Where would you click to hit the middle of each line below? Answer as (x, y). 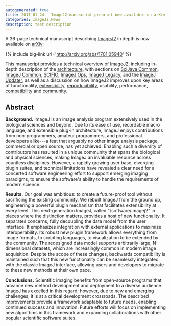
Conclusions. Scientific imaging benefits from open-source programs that (83, 280)
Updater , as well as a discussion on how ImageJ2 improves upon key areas (84, 80)
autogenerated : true (27, 10)
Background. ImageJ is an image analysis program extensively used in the (84, 119)
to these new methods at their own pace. (48, 270)
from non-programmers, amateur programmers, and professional (74, 136)
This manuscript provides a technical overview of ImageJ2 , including (78, 64)
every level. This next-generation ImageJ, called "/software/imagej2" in (80, 211)
